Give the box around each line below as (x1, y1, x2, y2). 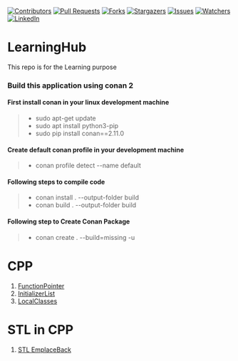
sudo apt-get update (35, 114, 96, 122)
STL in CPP (7, 321, 73, 338)
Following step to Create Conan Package (7, 217, 130, 226)
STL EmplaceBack (17, 345, 71, 354)
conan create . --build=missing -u (35, 233, 135, 241)
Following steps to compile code (7, 177, 105, 186)
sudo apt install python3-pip (35, 122, 119, 130)
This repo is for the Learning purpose (7, 63, 118, 71)
